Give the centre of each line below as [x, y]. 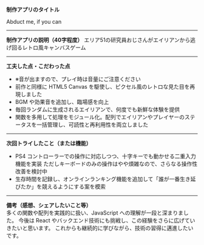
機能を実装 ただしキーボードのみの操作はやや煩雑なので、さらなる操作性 [106, 164]
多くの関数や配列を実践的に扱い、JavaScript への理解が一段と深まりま [95, 213]
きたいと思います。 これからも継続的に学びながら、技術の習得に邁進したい [100, 228]
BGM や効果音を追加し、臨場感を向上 [62, 102]
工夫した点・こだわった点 [38, 66]
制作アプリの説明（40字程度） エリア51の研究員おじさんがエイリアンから [98, 40]
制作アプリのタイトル [33, 9]
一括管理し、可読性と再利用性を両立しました [92, 125]
